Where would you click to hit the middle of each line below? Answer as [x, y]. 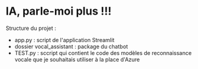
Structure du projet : [31, 28]
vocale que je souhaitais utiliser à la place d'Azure [77, 59]
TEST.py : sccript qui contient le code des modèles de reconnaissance [103, 53]
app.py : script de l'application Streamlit [65, 40]
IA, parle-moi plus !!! [59, 11]
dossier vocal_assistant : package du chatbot [71, 46]
